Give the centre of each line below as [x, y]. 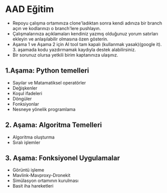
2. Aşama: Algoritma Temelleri [53, 125]
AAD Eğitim [30, 9]
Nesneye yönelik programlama [44, 109]
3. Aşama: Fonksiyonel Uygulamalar [63, 158]
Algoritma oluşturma [34, 137]
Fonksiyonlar [26, 104]
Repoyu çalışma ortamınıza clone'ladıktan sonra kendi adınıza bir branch [87, 23]
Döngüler [22, 98]
